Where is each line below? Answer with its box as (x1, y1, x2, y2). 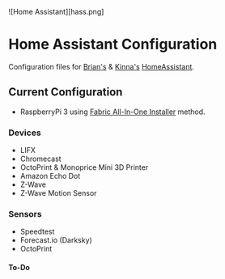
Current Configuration (8, 85, 123, 99)
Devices (8, 127, 42, 138)
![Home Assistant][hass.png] (8, 7, 104, 16)
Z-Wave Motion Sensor (19, 188, 97, 198)
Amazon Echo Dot (19, 171, 81, 181)
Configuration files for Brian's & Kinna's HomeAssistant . (8, 61, 194, 71)
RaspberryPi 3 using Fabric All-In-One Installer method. (19, 107, 206, 116)
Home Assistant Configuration (8, 36, 218, 53)
